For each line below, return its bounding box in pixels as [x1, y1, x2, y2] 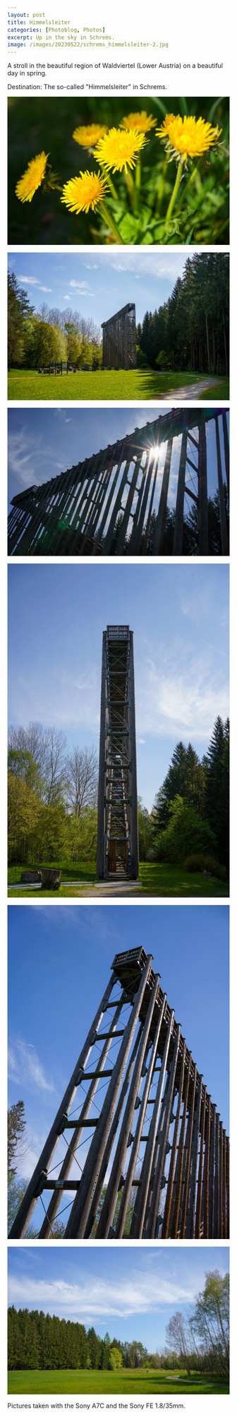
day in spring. [7, 69, 47, 78]
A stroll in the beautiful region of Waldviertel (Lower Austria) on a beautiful [7, 61, 224, 70]
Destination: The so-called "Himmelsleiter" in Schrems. [7, 83, 168, 91]
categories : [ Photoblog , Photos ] [7, 26, 106, 33]
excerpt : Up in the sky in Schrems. [7, 34, 115, 41]
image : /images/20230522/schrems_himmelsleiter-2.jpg [7, 41, 169, 49]
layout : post [7, 11, 46, 18]
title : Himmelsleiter [7, 18, 71, 26]
